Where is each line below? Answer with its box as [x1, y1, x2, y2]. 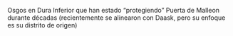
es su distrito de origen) [7, 21, 78, 29]
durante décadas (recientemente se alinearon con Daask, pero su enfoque [7, 13, 226, 22]
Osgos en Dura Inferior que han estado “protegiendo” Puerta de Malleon [7, 6, 219, 14]
